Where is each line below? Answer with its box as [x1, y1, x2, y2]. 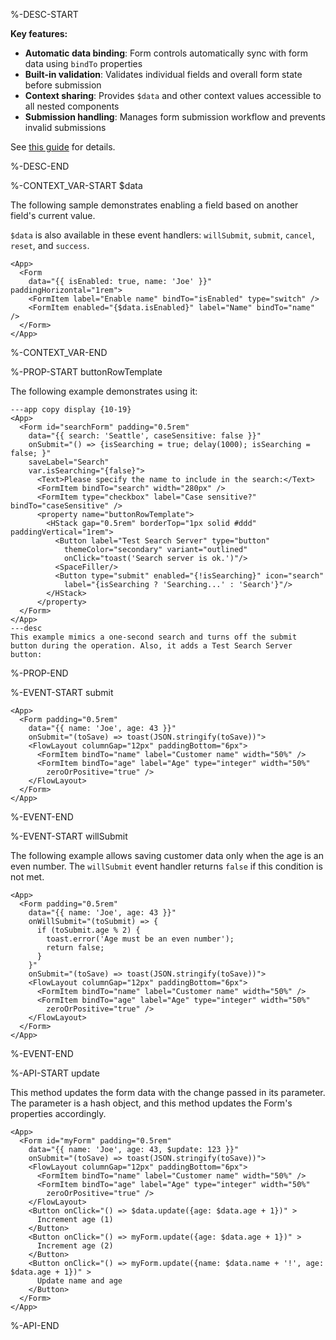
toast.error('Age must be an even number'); [46, 934, 235, 944]
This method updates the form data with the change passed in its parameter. [10, 1087, 326, 1098]
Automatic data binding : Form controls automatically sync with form [24, 47, 308, 59]
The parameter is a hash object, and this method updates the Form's [10, 1097, 293, 1109]
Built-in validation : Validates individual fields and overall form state [24, 69, 303, 80]
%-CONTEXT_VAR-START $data [10, 180, 143, 191]
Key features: [10, 28, 68, 39]
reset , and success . [10, 240, 90, 251]
